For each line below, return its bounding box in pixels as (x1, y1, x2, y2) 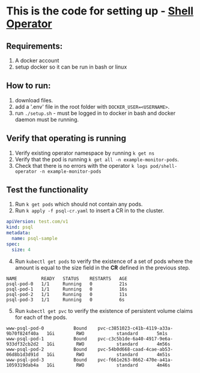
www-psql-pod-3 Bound (6, 357, 87, 363)
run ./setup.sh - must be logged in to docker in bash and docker (14, 109, 176, 117)
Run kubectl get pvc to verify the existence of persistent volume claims (14, 307, 193, 314)
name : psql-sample (11, 236, 58, 242)
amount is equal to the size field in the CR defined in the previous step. (14, 264, 190, 271)
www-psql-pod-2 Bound (6, 346, 87, 353)
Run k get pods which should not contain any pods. (14, 200, 143, 208)
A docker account (14, 57, 59, 64)
